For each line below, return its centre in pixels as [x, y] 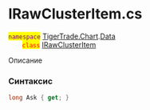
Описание [25, 60]
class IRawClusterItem [59, 44]
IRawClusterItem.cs [75, 14]
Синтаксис [31, 81]
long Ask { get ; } [39, 98]
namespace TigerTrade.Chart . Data [62, 36]
